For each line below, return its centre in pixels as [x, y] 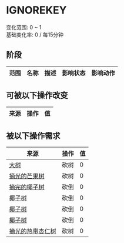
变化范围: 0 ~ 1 [24, 27]
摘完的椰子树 [27, 187]
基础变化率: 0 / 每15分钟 [35, 34]
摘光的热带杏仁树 [33, 231]
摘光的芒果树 [27, 176]
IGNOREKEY [36, 10]
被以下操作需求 [33, 136]
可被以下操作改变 [37, 96]
